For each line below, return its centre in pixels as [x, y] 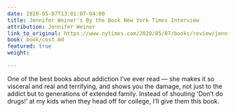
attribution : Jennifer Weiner [52, 27]
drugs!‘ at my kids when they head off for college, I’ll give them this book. [113, 101]
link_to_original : [34, 33]
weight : [19, 53]
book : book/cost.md [36, 40]
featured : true [29, 46]
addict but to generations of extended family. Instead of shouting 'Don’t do [115, 93]
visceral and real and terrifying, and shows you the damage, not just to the [115, 86]
